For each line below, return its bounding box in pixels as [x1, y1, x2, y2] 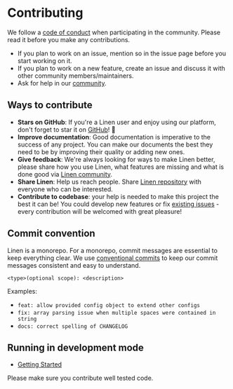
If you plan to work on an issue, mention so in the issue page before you [17, 49, 227, 57]
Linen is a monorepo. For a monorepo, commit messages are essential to [7, 246, 218, 254]
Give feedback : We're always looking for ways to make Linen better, [17, 155, 215, 163]
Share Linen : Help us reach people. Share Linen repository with [17, 177, 202, 186]
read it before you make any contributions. [7, 35, 131, 43]
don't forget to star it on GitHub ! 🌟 [17, 125, 116, 134]
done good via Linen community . [17, 170, 113, 178]
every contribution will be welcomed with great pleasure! [17, 207, 182, 215]
